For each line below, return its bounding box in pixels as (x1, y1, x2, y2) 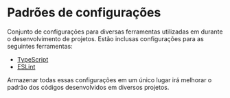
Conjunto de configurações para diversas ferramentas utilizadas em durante (7, 27, 223, 36)
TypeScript (16, 55, 49, 63)
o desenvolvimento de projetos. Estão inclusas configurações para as (7, 34, 204, 42)
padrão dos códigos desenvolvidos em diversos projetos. (7, 83, 170, 91)
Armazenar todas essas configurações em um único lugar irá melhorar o (7, 75, 212, 84)
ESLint (16, 62, 36, 71)
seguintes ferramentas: (7, 42, 73, 50)
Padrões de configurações (7, 5, 161, 21)
